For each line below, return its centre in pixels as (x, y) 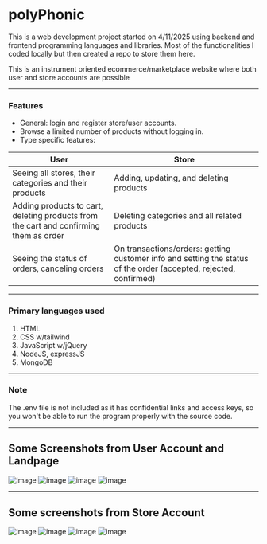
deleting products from (55, 216)
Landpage (34, 461)
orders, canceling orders (58, 268)
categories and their (50, 183)
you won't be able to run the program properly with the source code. (120, 416)
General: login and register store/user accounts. (98, 123)
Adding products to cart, (58, 206)
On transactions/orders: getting (172, 249)
